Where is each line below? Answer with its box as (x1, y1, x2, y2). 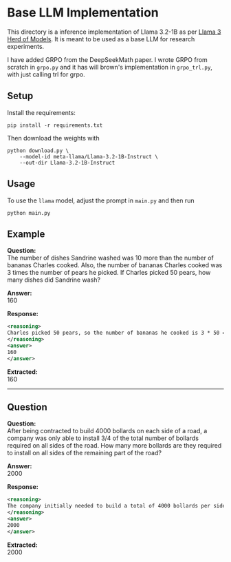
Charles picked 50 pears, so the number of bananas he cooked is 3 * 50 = (7, 329, 226, 337)
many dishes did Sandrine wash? (7, 275, 101, 284)
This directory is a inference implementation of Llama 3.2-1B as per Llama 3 (7, 28, 221, 36)
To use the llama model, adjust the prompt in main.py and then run (7, 196, 195, 205)
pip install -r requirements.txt (7, 122, 103, 129)
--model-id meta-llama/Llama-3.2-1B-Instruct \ (19, 153, 158, 160)
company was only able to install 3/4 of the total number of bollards (7, 434, 199, 442)
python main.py (7, 209, 51, 216)
